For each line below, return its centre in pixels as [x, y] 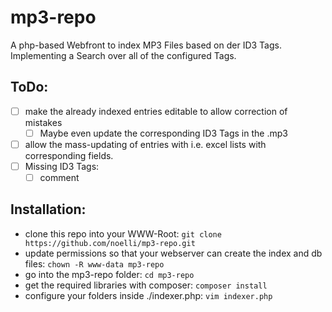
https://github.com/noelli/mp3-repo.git [110, 243]
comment [59, 177]
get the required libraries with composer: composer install [146, 285]
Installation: [48, 209]
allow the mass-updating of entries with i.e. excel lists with [145, 144]
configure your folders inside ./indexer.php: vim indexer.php [148, 295]
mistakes [43, 122]
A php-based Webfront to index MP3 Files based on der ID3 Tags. [146, 45]
